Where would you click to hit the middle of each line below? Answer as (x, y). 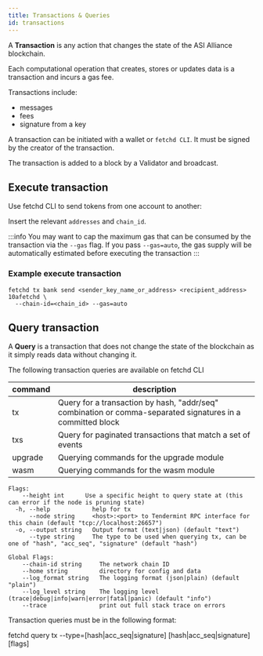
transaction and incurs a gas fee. (61, 77)
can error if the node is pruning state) (77, 503)
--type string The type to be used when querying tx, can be (137, 537)
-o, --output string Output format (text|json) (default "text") (128, 530)
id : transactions (36, 23)
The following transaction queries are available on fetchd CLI (106, 370)
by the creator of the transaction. (61, 148)
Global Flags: (31, 558)
